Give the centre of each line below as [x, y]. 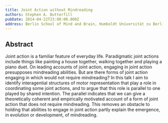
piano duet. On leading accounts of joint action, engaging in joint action [79, 67]
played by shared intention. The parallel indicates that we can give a [75, 94]
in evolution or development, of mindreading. [51, 115]
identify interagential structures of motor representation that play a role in [81, 83]
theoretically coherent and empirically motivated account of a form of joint [82, 99]
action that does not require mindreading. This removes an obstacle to [77, 104]
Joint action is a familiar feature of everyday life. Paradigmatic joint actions [82, 56]
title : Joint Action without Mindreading [49, 10]
